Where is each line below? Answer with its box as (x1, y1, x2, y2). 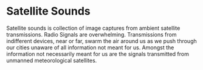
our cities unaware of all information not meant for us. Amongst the (6, 44, 174, 51)
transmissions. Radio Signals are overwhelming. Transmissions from (6, 30, 177, 38)
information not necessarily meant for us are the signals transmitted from (6, 50, 190, 57)
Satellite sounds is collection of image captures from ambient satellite (6, 24, 181, 32)
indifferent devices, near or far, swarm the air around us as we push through (6, 37, 198, 44)
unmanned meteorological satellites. (6, 57, 97, 64)
